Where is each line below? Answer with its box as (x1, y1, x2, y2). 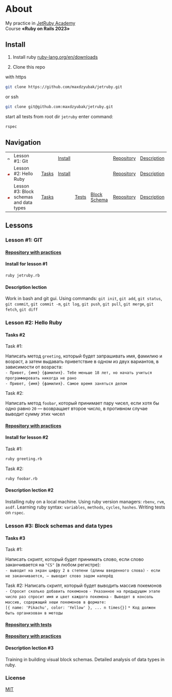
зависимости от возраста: (5, 364, 63, 370)
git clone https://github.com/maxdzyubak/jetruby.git (5, 84, 123, 90)
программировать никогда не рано (5, 376, 77, 381)
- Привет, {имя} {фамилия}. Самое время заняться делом (5, 381, 127, 387)
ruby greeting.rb (5, 456, 42, 461)
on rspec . (5, 510, 25, 515)
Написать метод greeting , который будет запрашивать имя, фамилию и (5, 353, 163, 359)
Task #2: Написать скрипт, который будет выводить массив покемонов (5, 582, 162, 589)
